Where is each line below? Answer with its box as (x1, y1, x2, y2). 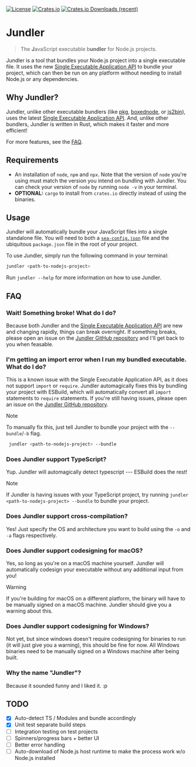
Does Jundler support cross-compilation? (6, 512, 128, 521)
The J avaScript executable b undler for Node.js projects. (20, 45, 157, 52)
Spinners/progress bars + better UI (14, 734, 100, 742)
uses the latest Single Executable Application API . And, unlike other (6, 114, 168, 121)
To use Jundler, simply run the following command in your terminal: (6, 252, 169, 259)
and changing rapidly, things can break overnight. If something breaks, (6, 328, 177, 335)
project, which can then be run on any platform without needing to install (6, 69, 182, 76)
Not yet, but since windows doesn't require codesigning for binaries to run (6, 636, 186, 643)
